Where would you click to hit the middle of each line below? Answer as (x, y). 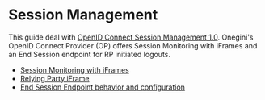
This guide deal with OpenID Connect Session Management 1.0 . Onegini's (131, 37)
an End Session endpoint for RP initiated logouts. (90, 54)
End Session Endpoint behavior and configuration (103, 87)
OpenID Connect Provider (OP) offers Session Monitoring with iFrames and (133, 45)
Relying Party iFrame (55, 78)
